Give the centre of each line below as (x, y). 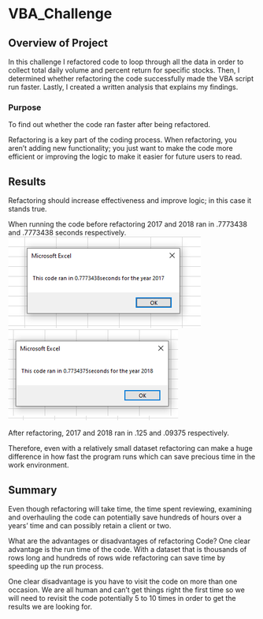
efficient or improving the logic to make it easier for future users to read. (125, 157)
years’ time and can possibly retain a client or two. (90, 525)
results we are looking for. (50, 606)
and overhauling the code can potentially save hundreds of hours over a (125, 517)
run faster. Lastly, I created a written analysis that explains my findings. (123, 87)
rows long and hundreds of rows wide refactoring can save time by (117, 557)
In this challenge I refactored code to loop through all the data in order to (126, 62)
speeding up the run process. (56, 566)
